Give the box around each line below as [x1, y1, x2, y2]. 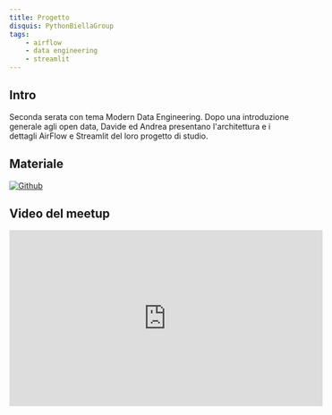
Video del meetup [9, 207, 110, 222]
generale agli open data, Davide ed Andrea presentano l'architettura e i [9, 121, 271, 131]
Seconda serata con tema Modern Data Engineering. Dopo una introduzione [9, 111, 289, 122]
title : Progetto [9, 13, 70, 22]
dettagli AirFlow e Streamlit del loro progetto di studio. [9, 131, 209, 141]
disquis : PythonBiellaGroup [9, 21, 115, 30]
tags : [9, 30, 30, 38]
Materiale [9, 157, 64, 172]
